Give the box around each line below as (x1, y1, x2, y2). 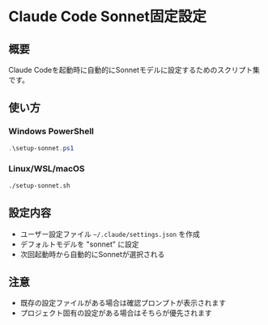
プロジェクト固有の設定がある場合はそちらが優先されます (19, 308, 212, 318)
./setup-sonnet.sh (8, 181, 70, 190)
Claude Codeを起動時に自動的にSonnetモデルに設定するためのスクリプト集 (8, 65, 261, 74)
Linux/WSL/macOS (8, 163, 85, 175)
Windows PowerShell (8, 126, 95, 137)
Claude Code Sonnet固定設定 (8, 7, 207, 26)
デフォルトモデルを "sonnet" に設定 (19, 239, 139, 249)
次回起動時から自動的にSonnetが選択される (19, 249, 165, 259)
